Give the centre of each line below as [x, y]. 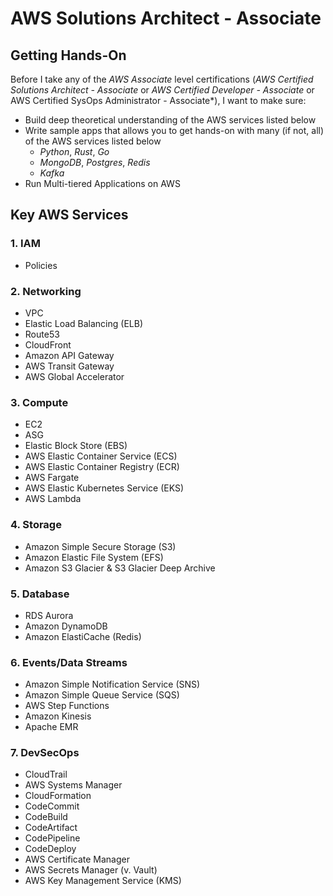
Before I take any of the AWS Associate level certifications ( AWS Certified [162, 79]
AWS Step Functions [67, 706]
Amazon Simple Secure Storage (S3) [100, 546]
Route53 [42, 334]
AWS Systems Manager [73, 785]
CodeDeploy [50, 849]
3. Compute [39, 402]
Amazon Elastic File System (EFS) [94, 557]
